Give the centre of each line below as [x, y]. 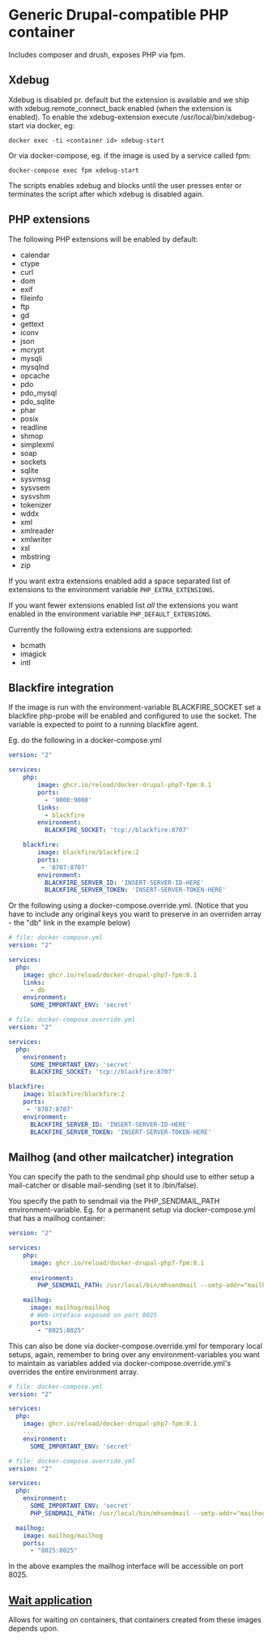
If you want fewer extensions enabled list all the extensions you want [123, 605]
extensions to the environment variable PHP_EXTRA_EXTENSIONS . [112, 589]
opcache [35, 376]
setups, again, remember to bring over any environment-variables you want [134, 1354]
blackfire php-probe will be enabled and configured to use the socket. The [133, 716]
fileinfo [32, 298]
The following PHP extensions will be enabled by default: [103, 239]
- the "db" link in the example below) [70, 923]
